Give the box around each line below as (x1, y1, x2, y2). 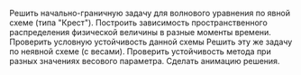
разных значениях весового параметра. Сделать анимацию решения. (9, 56, 280, 66)
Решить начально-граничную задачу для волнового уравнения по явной (9, 8, 291, 18)
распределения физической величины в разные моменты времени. (9, 27, 272, 37)
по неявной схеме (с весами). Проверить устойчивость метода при (9, 46, 272, 57)
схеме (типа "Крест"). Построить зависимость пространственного (9, 17, 268, 28)
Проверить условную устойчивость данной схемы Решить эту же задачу (9, 36, 293, 47)
